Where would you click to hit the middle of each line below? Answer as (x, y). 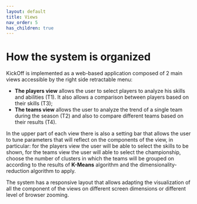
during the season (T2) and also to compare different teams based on (99, 116)
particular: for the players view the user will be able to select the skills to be (98, 146)
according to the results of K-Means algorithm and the (72, 165)
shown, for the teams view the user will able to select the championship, (94, 152)
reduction (18, 171)
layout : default (26, 11)
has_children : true (30, 28)
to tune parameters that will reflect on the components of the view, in (90, 140)
